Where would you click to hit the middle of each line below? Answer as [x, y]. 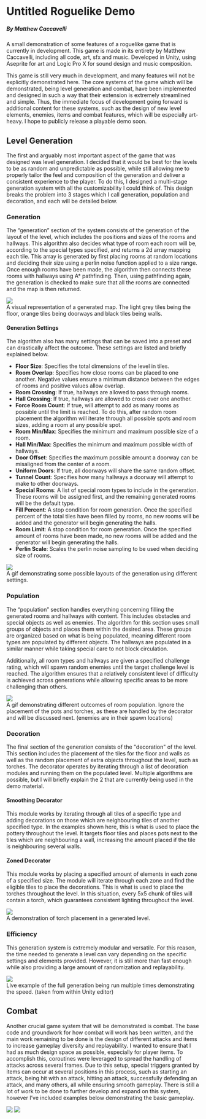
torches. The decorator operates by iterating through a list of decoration [97, 766]
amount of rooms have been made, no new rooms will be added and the [106, 536]
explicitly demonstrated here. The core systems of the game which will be [100, 82]
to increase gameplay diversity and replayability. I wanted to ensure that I [99, 1045]
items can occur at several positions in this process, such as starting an [97, 1071]
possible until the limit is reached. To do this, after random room [96, 412]
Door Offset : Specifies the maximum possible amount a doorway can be [106, 458]
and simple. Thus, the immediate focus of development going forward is [97, 102]
